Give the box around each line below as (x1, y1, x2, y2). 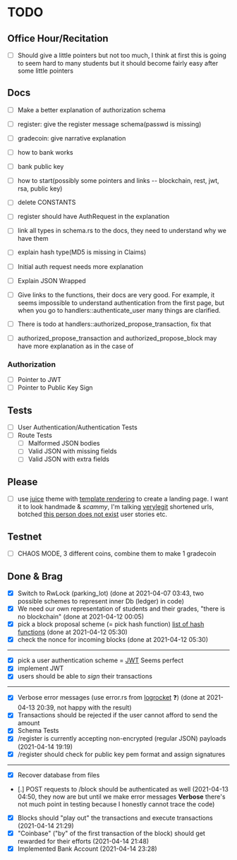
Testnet (7, 530, 42, 542)
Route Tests (17, 431, 53, 440)
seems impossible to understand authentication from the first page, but (17, 298, 225, 307)
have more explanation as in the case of (17, 342, 134, 350)
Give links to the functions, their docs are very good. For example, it (17, 290, 215, 299)
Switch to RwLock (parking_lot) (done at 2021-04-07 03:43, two (17, 589, 205, 597)
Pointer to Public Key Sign (17, 383, 93, 392)
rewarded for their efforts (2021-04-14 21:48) (17, 837, 150, 845)
